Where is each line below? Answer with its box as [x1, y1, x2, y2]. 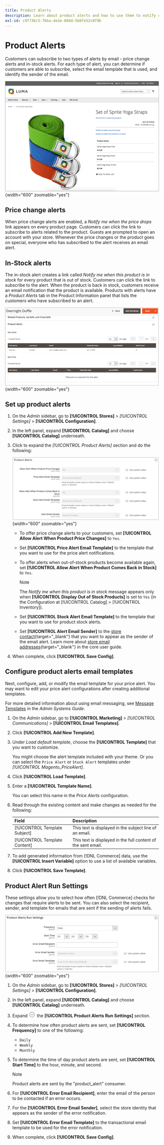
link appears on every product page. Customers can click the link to [5, 224, 142, 230]
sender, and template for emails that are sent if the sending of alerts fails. [5, 905, 152, 911]
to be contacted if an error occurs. [12, 1096, 82, 1102]
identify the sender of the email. [5, 71, 69, 78]
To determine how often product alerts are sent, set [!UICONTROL [12, 1022, 145, 1028]
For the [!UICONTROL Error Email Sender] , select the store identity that [12, 1105, 156, 1111]
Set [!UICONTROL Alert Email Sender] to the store [19, 628, 122, 634]
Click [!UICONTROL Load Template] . [12, 774, 87, 779]
